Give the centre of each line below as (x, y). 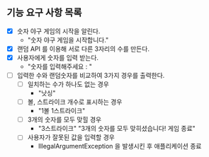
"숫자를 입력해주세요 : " (60, 66)
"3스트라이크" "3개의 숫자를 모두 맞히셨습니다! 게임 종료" (117, 129)
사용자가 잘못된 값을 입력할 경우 (71, 137)
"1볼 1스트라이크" (62, 111)
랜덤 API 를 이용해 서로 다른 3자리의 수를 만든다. (83, 49)
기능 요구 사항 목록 (44, 13)
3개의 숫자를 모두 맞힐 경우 (64, 120)
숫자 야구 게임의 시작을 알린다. (58, 31)
